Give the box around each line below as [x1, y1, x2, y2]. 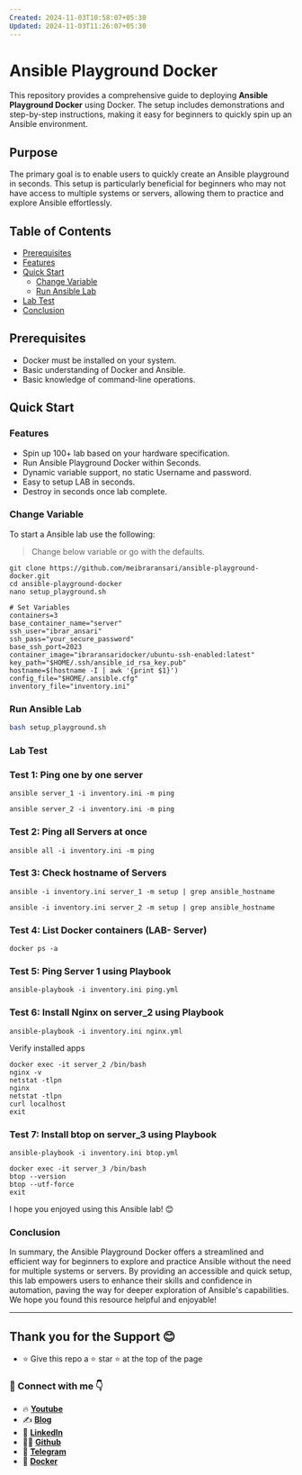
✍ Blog [22, 1415, 52, 1425]
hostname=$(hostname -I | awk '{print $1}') [9, 665, 179, 675]
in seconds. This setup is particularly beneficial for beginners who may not [9, 178, 286, 189]
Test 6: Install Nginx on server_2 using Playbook [9, 1006, 225, 1018]
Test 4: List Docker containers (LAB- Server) [9, 924, 208, 937]
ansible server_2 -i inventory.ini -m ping [9, 805, 175, 814]
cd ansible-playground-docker [9, 579, 123, 588]
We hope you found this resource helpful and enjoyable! [9, 1294, 218, 1306]
